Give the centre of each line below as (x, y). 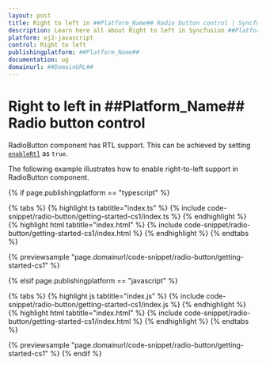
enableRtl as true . (38, 153)
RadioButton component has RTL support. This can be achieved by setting (129, 145)
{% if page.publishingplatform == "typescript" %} (89, 192)
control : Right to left (47, 45)
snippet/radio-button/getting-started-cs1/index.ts (89, 216)
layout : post (30, 15)
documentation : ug (38, 60)
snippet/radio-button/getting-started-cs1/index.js (88, 304)
